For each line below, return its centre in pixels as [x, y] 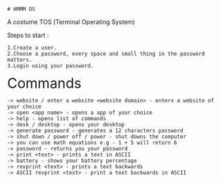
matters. [20, 60]
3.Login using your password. [51, 66]
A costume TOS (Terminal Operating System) [71, 22]
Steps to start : [28, 35]
